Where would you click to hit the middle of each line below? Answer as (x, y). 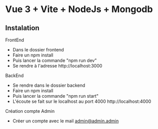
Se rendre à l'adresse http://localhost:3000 (57, 66)
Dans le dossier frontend (38, 50)
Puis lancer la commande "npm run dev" (55, 60)
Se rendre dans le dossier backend (49, 85)
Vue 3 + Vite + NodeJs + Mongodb (79, 9)
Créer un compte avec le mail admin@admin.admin (66, 121)
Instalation (22, 28)
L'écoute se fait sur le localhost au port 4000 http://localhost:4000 (82, 101)
